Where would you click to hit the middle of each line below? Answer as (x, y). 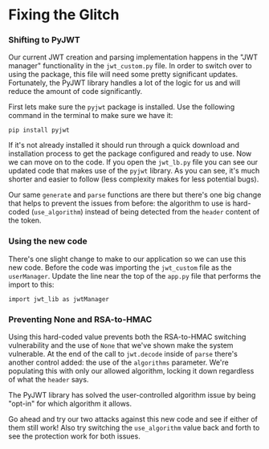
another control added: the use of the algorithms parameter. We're (118, 362)
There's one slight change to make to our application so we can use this (127, 259)
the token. (25, 220)
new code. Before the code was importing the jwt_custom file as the (120, 267)
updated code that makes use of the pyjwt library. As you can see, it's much (134, 171)
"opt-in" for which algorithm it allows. (70, 404)
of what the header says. (49, 380)
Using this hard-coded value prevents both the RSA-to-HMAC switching (127, 337)
